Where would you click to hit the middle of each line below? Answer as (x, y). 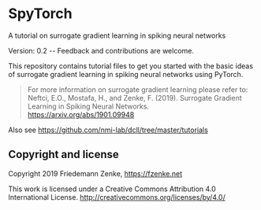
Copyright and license (64, 155)
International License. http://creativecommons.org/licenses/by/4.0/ (117, 197)
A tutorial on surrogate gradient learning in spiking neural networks (117, 35)
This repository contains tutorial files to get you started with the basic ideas (131, 66)
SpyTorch (40, 14)
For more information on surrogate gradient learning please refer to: (138, 89)
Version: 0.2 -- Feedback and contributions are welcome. (101, 50)
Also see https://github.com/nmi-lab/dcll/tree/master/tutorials (108, 130)
